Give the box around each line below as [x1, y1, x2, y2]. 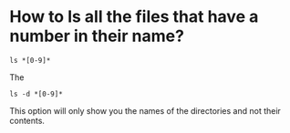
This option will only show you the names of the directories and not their [9, 105, 281, 116]
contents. [9, 115, 46, 126]
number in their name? [9, 26, 185, 46]
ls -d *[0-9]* [9, 89, 64, 98]
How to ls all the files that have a [9, 6, 259, 27]
